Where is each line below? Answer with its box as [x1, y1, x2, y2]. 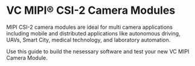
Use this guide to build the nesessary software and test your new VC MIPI [6, 47, 190, 55]
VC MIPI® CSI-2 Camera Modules [6, 4, 176, 17]
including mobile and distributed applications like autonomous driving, [6, 29, 181, 37]
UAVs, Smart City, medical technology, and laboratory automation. [6, 36, 171, 43]
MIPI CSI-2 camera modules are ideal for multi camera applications [6, 23, 173, 31]
